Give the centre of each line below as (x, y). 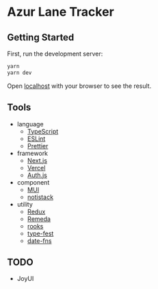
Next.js (37, 160)
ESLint (36, 139)
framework (32, 153)
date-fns (39, 240)
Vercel (36, 167)
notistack (40, 197)
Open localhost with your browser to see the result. (79, 86)
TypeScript (43, 131)
